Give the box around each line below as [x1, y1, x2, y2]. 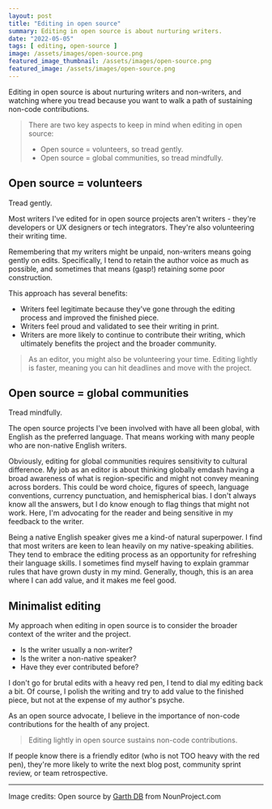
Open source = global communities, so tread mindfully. [40, 153, 224, 162]
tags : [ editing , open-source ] [8, 42, 117, 50]
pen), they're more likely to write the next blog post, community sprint [8, 760, 241, 769]
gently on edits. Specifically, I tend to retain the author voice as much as [8, 255, 249, 265]
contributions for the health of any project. [8, 720, 150, 729]
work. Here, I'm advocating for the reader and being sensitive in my [8, 508, 233, 518]
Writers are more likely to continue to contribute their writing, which [19, 329, 245, 339]
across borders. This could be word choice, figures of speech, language [8, 482, 249, 492]
